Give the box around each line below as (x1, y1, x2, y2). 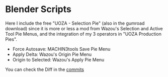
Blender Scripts (5, 4, 71, 15)
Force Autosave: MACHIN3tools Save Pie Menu (12, 46, 111, 52)
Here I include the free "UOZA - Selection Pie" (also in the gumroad (5, 20, 145, 26)
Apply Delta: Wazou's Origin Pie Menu (12, 51, 92, 57)
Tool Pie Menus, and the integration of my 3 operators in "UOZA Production (5, 31, 162, 37)
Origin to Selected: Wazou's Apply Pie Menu (12, 56, 105, 62)
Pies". (5, 36, 18, 42)
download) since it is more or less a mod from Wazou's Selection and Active (5, 25, 163, 31)
